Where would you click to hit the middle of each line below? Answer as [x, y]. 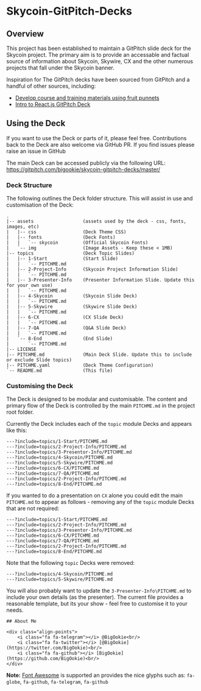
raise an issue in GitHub [36, 151]
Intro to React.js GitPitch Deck [53, 104]
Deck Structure [29, 185]
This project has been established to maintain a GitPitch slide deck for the [99, 48]
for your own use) [30, 285]
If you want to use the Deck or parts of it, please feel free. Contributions [97, 138]
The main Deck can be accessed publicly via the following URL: [86, 163]
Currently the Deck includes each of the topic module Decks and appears [99, 424]
